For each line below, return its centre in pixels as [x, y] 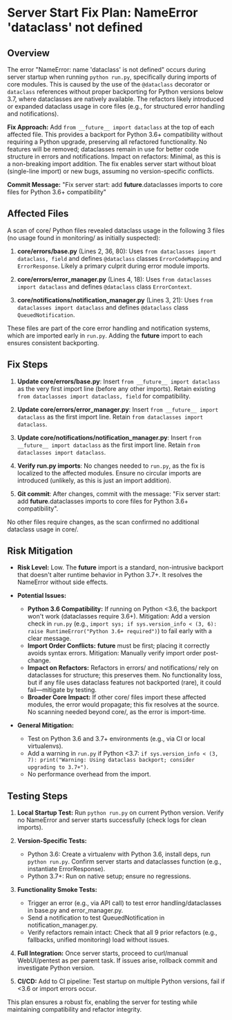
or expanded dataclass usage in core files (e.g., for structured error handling [116, 106]
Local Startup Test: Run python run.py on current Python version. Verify [120, 813]
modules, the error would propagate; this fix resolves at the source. [123, 704]
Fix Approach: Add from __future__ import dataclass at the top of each [111, 127]
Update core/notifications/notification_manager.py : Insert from [109, 437]
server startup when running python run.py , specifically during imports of [112, 77]
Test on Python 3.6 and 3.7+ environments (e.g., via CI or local [116, 739]
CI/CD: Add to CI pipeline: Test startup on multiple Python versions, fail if [121, 981]
